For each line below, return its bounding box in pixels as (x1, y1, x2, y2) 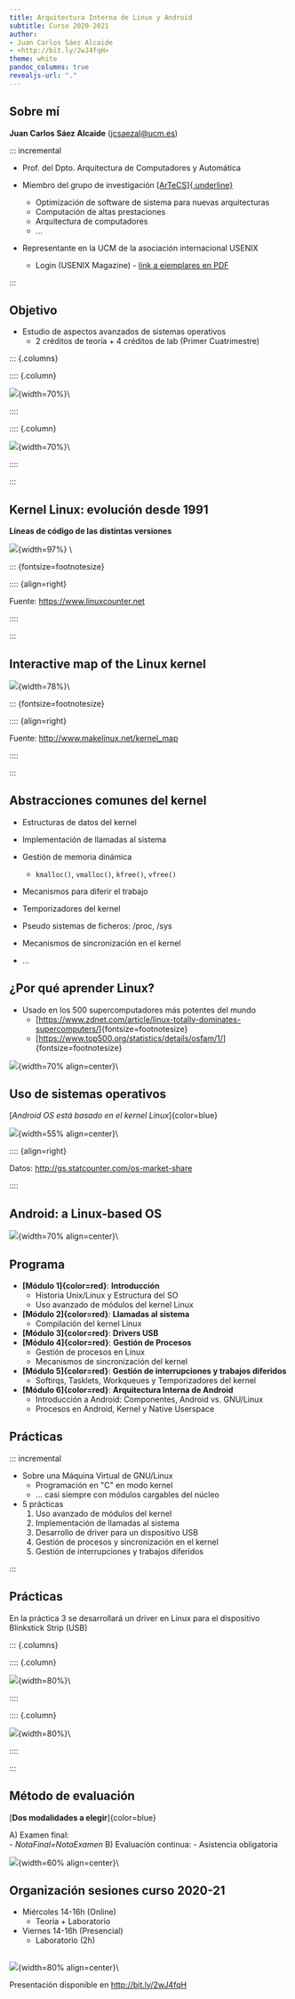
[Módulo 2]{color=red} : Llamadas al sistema (21, 1309, 190, 1320)
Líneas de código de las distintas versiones (9, 526, 172, 537)
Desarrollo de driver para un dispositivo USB (35, 1527, 198, 1537)
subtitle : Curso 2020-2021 (9, 21, 109, 30)
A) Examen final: (9, 1829, 69, 1840)
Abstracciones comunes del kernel (9, 793, 207, 808)
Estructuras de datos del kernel (21, 816, 138, 827)
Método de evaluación (9, 1789, 135, 1804)
